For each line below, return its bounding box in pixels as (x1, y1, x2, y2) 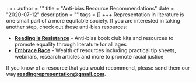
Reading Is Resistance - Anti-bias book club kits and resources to (14, 35, 174, 41)
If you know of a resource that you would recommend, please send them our (6, 64, 190, 71)
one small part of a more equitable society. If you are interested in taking (6, 17, 181, 24)
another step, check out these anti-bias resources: (6, 23, 128, 30)
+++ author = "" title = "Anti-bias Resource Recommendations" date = (6, 5, 174, 12)
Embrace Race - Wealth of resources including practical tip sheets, (14, 47, 176, 54)
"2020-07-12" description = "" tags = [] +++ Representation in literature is (6, 11, 184, 18)
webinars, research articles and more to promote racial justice (14, 53, 164, 60)
